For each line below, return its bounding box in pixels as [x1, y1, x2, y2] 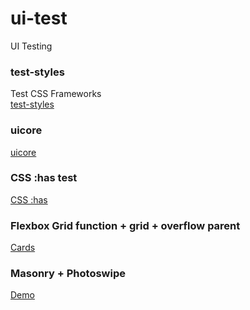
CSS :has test [10, 171, 78, 185]
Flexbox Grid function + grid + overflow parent [10, 218, 241, 232]
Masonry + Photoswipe [10, 267, 126, 281]
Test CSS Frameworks [10, 88, 102, 100]
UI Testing [10, 40, 53, 52]
